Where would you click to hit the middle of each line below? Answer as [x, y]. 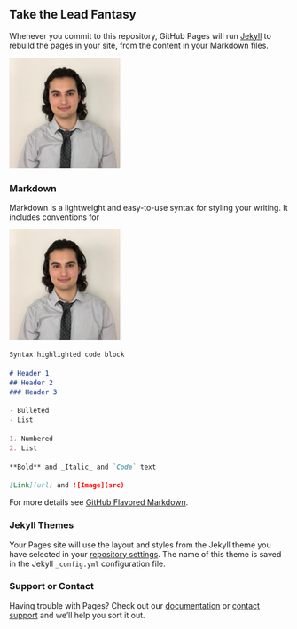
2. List [23, 448]
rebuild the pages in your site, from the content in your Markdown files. [139, 45]
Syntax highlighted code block [67, 355]
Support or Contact [52, 586]
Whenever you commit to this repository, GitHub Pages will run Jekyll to [141, 35]
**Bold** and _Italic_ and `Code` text [83, 467]
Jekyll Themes [42, 525]
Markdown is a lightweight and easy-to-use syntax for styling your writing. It [148, 208]
